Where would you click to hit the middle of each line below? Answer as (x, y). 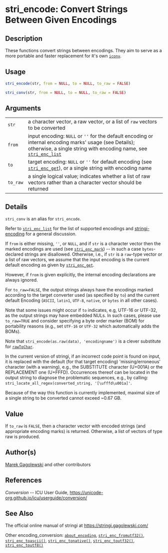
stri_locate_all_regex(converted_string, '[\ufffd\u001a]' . (68, 383)
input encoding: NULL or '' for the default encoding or (91, 136)
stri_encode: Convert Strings (66, 9)
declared (14, 254)
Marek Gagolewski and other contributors (48, 464)
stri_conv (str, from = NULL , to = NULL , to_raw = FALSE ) (66, 92)
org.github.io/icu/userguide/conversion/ (46, 498)
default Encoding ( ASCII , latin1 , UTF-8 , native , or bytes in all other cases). (82, 300)
